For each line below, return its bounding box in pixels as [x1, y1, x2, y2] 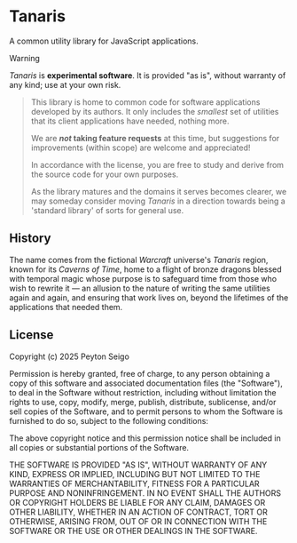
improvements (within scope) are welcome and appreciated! [30, 142, 251, 153]
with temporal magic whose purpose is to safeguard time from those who [9, 273, 277, 283]
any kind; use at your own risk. [9, 79, 121, 90]
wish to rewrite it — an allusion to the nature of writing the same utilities [9, 283, 270, 293]
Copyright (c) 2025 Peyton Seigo [9, 351, 130, 362]
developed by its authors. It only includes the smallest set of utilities [30, 106, 279, 116]
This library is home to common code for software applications [30, 96, 261, 108]
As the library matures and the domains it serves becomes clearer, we [30, 186, 287, 196]
